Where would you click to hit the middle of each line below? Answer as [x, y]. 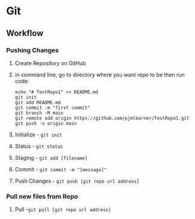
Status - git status [39, 146]
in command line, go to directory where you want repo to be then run [100, 74]
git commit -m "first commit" [53, 108]
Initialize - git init [39, 134]
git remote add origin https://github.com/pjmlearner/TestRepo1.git [102, 118]
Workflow [25, 33]
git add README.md [38, 102]
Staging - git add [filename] [51, 157]
